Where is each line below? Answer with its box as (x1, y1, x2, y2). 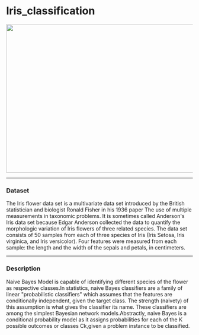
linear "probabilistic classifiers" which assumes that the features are (6, 290, 173, 298)
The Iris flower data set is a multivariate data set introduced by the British (6, 200, 185, 207)
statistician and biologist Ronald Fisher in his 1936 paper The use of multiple (6, 206, 192, 213)
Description (6, 264, 41, 273)
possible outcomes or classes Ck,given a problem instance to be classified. (6, 322, 190, 329)
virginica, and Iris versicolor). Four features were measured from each (6, 238, 177, 245)
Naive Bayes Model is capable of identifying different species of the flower (6, 278, 188, 285)
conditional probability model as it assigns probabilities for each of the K (6, 316, 182, 323)
